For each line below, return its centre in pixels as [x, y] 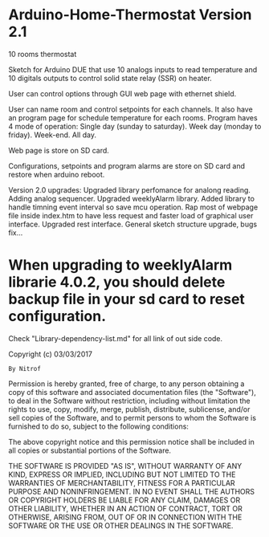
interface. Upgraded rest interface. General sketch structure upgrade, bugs [133, 224]
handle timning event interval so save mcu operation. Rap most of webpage [133, 207]
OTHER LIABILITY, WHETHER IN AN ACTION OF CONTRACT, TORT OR [125, 508]
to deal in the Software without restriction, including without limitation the [129, 401]
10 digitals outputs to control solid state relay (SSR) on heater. [110, 78]
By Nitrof [25, 368]
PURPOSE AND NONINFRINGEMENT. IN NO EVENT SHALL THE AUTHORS [132, 491]
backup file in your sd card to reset [126, 299]
